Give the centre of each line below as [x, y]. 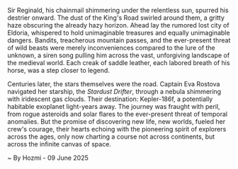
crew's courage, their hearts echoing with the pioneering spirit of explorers [117, 129]
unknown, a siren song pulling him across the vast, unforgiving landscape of [119, 55]
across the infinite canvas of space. [59, 144]
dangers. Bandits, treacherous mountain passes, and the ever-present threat [119, 40]
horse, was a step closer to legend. [58, 70]
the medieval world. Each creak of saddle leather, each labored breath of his [119, 63]
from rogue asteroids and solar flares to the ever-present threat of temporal [118, 114]
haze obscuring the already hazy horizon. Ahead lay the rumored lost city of [118, 25]
